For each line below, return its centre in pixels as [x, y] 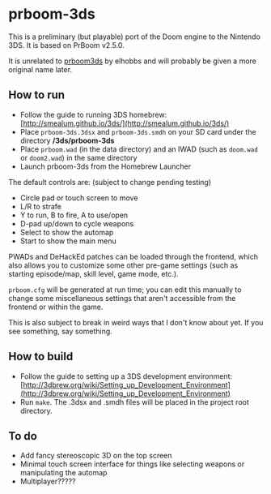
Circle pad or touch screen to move [79, 198]
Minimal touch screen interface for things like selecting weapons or [132, 464]
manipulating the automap [64, 473]
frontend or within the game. [56, 307]
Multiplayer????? [48, 481]
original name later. [40, 69]
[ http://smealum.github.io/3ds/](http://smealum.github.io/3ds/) [125, 123]
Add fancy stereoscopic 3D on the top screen [96, 456]
